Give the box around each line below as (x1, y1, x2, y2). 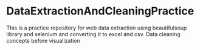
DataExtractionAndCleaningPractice (6, 4, 195, 18)
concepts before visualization (6, 37, 81, 44)
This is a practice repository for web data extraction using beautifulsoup (6, 24, 187, 31)
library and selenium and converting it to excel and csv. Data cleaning (6, 30, 181, 37)
